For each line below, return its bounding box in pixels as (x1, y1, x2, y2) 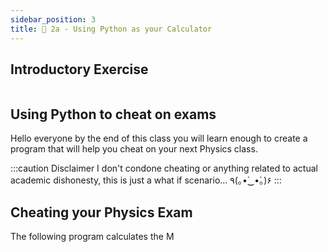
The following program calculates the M (10, 230, 175, 242)
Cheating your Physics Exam (10, 204, 193, 221)
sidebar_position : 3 (10, 14, 97, 25)
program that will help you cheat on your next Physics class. (10, 143, 258, 155)
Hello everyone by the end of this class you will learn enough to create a (10, 132, 308, 145)
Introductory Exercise (10, 61, 149, 78)
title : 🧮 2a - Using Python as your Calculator (10, 24, 213, 34)
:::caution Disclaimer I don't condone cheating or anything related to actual (10, 162, 318, 175)
